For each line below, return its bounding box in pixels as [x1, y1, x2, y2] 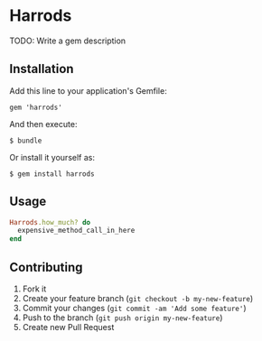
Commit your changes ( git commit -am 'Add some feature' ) [22, 303, 247, 313]
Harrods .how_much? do [9, 217, 91, 226]
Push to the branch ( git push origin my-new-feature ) [22, 312, 223, 323]
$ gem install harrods [9, 169, 95, 179]
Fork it [22, 283, 47, 294]
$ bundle [9, 136, 42, 145]
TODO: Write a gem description [9, 35, 126, 46]
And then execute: [9, 118, 78, 129]
